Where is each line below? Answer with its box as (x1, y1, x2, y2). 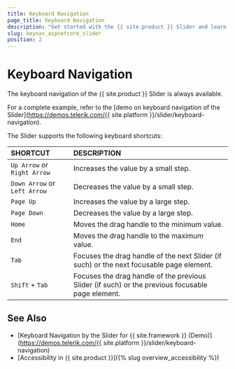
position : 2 (7, 36, 42, 43)
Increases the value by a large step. (73, 197, 190, 207)
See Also (7, 312, 47, 324)
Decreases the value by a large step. (73, 208, 194, 218)
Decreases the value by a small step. (73, 182, 194, 192)
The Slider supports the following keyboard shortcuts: (7, 132, 163, 140)
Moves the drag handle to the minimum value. (73, 220, 224, 230)
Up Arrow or (10, 160, 49, 170)
